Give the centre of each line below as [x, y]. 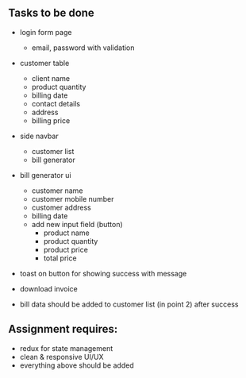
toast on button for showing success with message [103, 273]
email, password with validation [83, 48]
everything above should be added [77, 365]
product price [66, 249]
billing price [51, 120]
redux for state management [66, 348]
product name [66, 233]
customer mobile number [73, 199]
